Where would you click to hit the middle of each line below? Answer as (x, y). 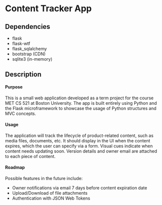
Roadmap (15, 167)
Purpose (14, 87)
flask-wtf (21, 44)
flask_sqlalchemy (30, 49)
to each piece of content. (30, 156)
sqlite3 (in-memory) (32, 59)
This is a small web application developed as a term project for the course (79, 98)
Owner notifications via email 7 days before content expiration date (80, 188)
